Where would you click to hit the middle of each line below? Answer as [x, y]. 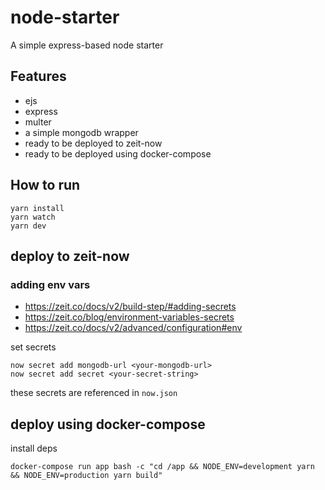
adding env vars [50, 284]
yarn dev [28, 226]
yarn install [37, 208]
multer [38, 122]
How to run [45, 185]
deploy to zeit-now [70, 256]
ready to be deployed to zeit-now [93, 143]
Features [38, 76]
